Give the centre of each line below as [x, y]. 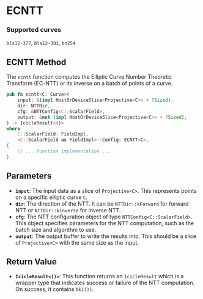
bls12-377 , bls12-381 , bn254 [41, 43]
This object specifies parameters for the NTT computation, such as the [105, 223]
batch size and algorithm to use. [56, 229]
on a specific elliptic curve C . [51, 197]
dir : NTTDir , [34, 106]
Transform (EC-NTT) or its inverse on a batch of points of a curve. [90, 84]
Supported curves [34, 30]
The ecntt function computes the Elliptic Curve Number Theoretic [89, 77]
